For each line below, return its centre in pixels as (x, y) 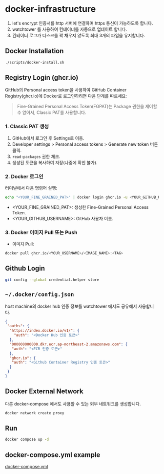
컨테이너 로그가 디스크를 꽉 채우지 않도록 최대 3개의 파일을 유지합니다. (79, 35)
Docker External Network (44, 392)
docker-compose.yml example (53, 455)
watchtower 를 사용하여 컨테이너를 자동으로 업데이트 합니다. (70, 29)
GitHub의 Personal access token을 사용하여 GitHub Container (66, 90)
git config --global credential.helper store (52, 280)
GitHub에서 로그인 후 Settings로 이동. (48, 138)
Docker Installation (34, 51)
